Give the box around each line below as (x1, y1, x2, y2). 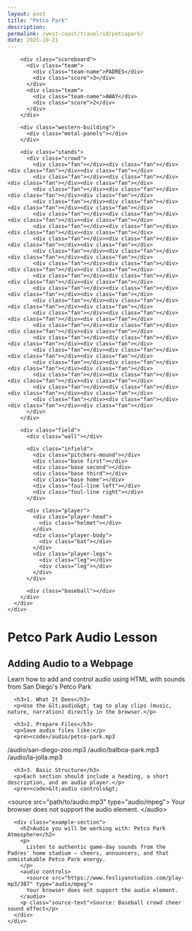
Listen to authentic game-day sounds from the (26, 843, 166, 850)
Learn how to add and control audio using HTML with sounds (7, 675, 186, 683)
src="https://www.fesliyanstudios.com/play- (52, 874, 185, 882)
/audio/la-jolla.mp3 (7, 753, 63, 761)
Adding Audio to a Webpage (7, 658, 133, 670)
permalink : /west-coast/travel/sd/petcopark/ (7, 30, 144, 37)
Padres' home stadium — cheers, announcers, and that (7, 849, 169, 857)
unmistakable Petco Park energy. (7, 855, 106, 862)
